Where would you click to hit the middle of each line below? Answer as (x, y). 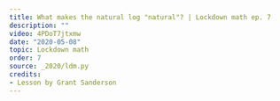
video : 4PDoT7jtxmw (45, 33)
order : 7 (25, 58)
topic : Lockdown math (49, 50)
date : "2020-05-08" (45, 42)
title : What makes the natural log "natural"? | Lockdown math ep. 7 (140, 17)
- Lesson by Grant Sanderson (63, 83)
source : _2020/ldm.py (49, 67)
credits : (25, 75)
